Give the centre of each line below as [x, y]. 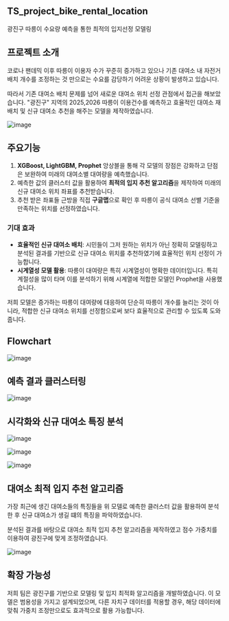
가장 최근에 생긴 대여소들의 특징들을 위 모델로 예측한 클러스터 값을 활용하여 [107, 506]
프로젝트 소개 [33, 53]
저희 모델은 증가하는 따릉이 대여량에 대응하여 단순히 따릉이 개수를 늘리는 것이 [110, 302]
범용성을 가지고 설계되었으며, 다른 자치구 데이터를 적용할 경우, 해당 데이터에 [120, 602]
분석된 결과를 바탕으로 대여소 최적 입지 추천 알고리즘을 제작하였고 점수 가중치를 [112, 530]
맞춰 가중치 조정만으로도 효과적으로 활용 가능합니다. [76, 610]
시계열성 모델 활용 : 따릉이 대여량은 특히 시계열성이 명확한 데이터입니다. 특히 [117, 270]
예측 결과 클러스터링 [47, 381]
